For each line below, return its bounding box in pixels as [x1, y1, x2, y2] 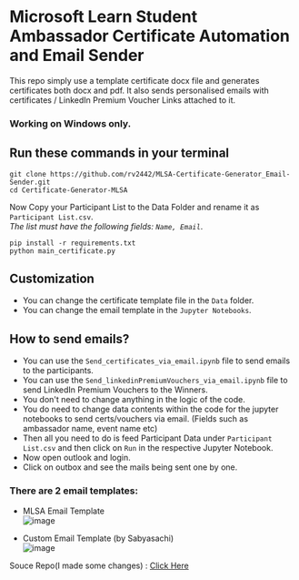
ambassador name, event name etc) [22, 423, 158, 434]
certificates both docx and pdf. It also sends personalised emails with [9, 85, 270, 96]
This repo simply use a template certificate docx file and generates [9, 75, 260, 86]
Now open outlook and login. [22, 453, 131, 463]
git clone [9, 169, 47, 178]
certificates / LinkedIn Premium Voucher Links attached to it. [9, 94, 236, 106]
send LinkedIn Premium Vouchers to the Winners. [22, 384, 209, 395]
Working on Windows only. [9, 117, 132, 129]
